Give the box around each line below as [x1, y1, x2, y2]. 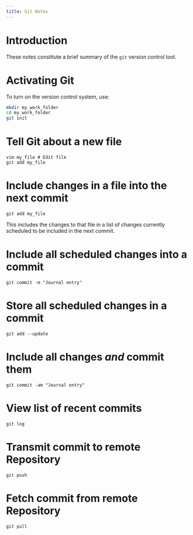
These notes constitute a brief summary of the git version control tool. [6, 53, 177, 60]
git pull [6, 523, 27, 529]
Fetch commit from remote [6, 492, 139, 505]
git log [6, 421, 25, 427]
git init [6, 115, 27, 121]
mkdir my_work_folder [6, 104, 59, 110]
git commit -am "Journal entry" [6, 382, 85, 388]
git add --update [6, 330, 49, 337]
